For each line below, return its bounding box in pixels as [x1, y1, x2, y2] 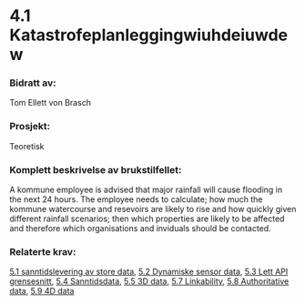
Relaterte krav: [9, 246, 76, 258]
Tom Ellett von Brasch [9, 97, 92, 108]
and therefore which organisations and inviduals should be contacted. [9, 223, 271, 234]
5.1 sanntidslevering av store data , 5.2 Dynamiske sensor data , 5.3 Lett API [9, 266, 289, 278]
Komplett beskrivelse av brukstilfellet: [9, 163, 182, 176]
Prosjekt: [9, 120, 51, 133]
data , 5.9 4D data [9, 286, 75, 297]
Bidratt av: [9, 76, 56, 89]
